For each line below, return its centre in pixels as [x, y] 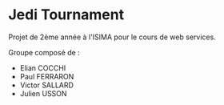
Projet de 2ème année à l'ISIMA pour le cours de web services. [112, 37]
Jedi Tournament [66, 15]
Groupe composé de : [44, 52]
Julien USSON [43, 93]
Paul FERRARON [47, 76]
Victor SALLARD [47, 85]
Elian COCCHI [43, 68]
